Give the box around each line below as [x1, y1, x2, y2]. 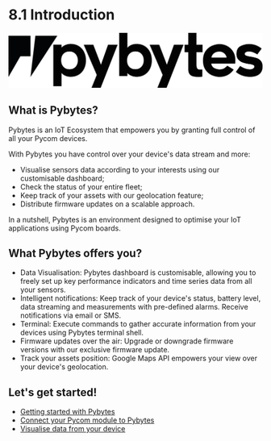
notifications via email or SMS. [19, 310, 122, 320]
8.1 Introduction [8, 6, 115, 24]
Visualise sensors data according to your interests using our [19, 164, 220, 174]
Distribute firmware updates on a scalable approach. [19, 199, 195, 209]
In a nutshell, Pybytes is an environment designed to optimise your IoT [8, 214, 242, 224]
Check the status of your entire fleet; [19, 181, 143, 191]
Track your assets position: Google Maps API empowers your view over [19, 353, 258, 364]
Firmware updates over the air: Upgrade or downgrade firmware [19, 336, 234, 346]
